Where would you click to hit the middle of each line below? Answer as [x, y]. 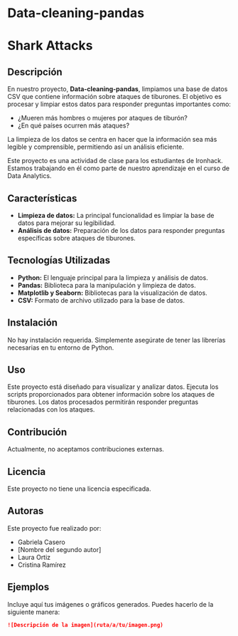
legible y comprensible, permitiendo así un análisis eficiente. [96, 147]
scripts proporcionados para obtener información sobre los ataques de [111, 395]
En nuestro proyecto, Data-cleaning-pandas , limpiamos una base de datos [118, 89]
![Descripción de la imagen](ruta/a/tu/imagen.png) [85, 625]
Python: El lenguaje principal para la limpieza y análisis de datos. [113, 277]
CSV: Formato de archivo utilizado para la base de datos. [101, 300]
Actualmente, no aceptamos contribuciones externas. [86, 449]
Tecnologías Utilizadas [59, 260]
